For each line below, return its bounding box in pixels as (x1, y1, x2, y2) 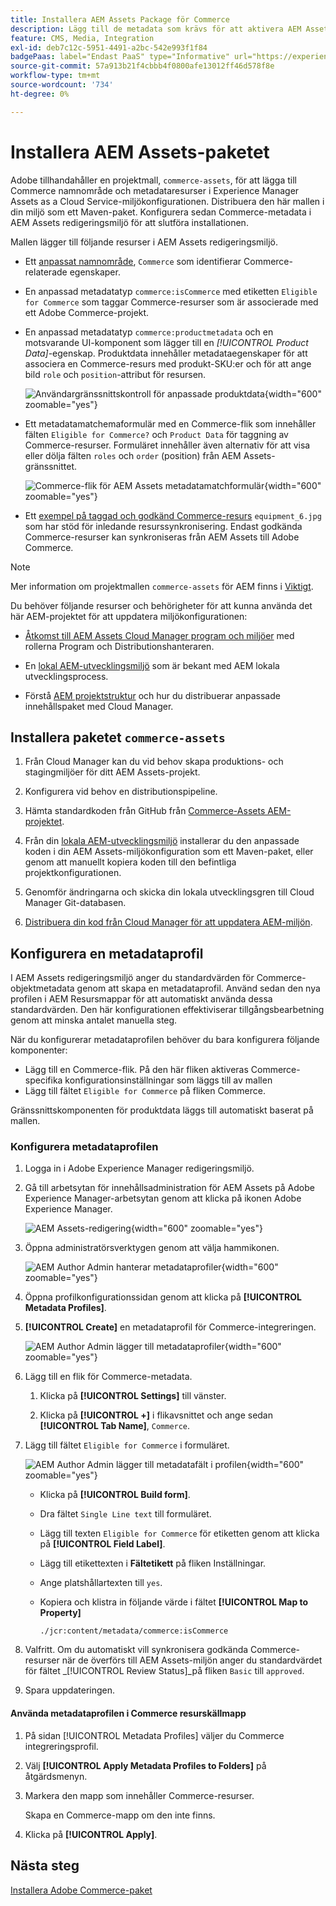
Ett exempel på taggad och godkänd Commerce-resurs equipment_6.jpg (24, 509, 322, 521)
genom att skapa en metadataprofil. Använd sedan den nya (76, 982, 321, 995)
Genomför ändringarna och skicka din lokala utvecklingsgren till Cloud (24, 886, 315, 898)
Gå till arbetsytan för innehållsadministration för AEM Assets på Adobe (24, 1182, 315, 1194)
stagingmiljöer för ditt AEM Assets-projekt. (24, 766, 201, 778)
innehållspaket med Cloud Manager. (24, 700, 174, 712)
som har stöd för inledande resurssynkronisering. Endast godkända (24, 520, 303, 532)
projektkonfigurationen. (24, 867, 122, 879)
